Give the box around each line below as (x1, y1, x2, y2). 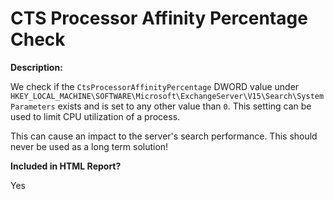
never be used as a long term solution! (10, 140, 169, 152)
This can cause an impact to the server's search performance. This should (10, 130, 318, 142)
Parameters (10, 102, 56, 112)
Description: (10, 61, 63, 73)
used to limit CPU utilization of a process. (10, 110, 181, 122)
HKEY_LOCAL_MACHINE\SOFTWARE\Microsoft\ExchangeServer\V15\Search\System (10, 91, 325, 101)
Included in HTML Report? (10, 160, 122, 172)
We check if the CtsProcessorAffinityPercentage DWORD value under (10, 80, 300, 92)
